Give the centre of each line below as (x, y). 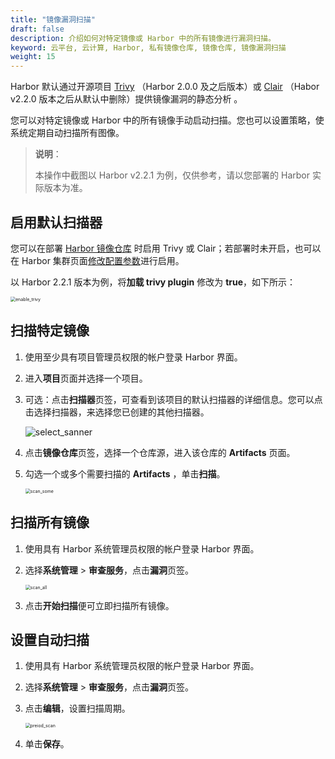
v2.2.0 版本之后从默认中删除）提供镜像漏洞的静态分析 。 (126, 99)
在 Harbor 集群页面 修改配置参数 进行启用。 (97, 260)
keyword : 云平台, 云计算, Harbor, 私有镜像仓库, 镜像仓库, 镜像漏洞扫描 (148, 47)
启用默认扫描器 (56, 222)
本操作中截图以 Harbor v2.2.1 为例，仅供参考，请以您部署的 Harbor (172, 175)
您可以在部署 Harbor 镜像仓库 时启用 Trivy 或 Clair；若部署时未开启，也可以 (166, 248)
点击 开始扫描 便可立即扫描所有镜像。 (99, 605)
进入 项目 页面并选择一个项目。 (86, 378)
